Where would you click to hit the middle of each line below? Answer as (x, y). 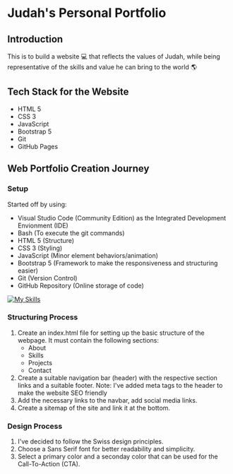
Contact (40, 370)
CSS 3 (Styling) (40, 248)
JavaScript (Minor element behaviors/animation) (88, 255)
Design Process (35, 426)
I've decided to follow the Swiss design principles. (90, 442)
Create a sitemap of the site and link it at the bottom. (94, 408)
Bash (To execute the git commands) (71, 233)
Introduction (35, 39)
